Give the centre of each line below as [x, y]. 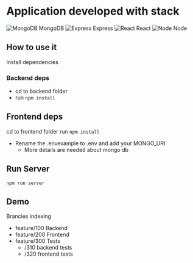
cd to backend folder [41, 91]
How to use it [32, 47]
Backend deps [28, 77]
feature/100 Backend [41, 228]
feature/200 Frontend [42, 235]
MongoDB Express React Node [113, 28]
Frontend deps [34, 117]
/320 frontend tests [48, 254]
